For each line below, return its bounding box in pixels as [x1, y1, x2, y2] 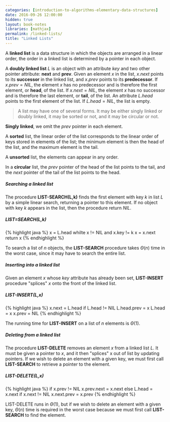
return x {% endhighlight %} [5, 235, 65, 241]
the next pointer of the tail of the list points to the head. [5, 169, 121, 175]
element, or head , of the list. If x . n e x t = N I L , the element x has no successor [5, 87, 165, 93]
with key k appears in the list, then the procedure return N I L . [5, 205, 131, 211]
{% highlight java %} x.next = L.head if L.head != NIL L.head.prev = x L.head [5, 305, 165, 311]
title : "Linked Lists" [5, 36, 53, 41]
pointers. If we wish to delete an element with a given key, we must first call [5, 356, 164, 362]
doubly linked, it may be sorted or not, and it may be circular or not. [17, 113, 159, 119]
